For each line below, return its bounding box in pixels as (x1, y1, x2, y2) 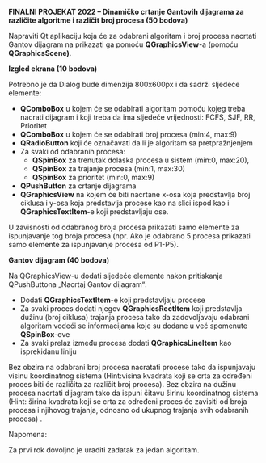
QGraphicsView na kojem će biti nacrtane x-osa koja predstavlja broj (19, 190, 251, 199)
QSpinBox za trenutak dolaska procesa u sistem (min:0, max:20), (32, 155, 250, 165)
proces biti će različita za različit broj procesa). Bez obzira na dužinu (8, 380, 237, 389)
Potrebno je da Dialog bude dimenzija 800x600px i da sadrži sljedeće (8, 80, 240, 89)
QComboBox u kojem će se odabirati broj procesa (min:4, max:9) (19, 129, 238, 139)
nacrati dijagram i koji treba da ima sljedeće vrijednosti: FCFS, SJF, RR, (19, 112, 256, 122)
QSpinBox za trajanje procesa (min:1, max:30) (32, 164, 186, 173)
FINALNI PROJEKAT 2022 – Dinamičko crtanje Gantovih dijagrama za (8, 7, 244, 16)
